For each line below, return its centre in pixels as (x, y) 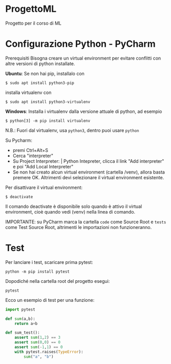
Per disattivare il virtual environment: (44, 187)
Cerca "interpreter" (33, 156)
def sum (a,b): (20, 319)
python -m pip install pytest (38, 272)
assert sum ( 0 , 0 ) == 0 (37, 342)
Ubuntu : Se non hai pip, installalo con (45, 73)
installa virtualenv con (28, 92)
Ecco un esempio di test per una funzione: (50, 300)
